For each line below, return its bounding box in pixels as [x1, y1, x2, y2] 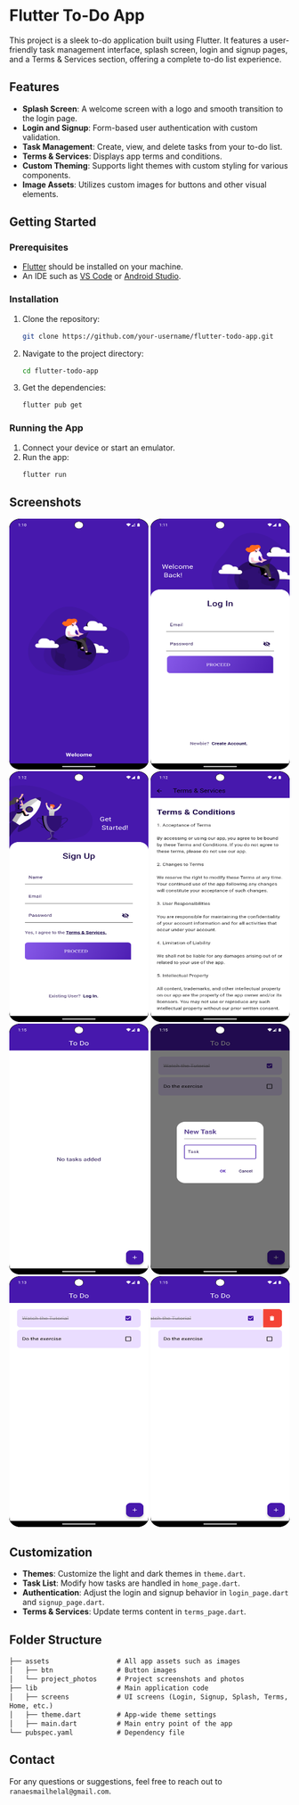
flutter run [21, 470, 67, 479]
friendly [9, 44, 38, 54]
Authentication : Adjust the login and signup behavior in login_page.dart [21, 1587, 289, 1598]
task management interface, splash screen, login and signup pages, [39, 44, 288, 54]
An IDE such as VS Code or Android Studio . [21, 271, 182, 282]
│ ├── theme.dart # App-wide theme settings [9, 1710, 217, 1719]
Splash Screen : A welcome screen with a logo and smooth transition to [21, 103, 283, 114]
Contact [9, 1752, 55, 1768]
